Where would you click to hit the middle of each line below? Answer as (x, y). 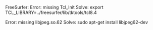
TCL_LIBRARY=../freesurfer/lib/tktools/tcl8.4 (51, 12)
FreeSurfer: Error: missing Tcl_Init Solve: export (54, 7)
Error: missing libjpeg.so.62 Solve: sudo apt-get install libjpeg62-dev (76, 22)
